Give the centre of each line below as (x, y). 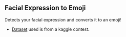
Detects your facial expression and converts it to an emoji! (63, 19)
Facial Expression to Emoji (45, 8)
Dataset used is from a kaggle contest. (51, 29)
